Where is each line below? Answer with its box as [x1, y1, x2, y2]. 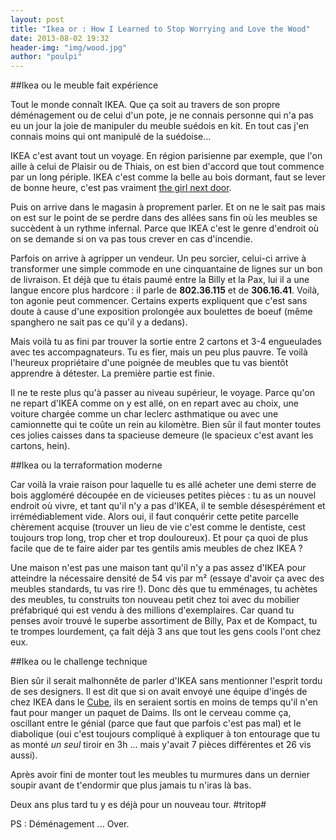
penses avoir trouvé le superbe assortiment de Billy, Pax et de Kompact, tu [10, 615, 318, 627]
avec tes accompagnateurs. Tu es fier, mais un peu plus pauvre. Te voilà [10, 346, 308, 358]
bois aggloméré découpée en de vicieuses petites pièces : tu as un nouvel [10, 489, 317, 501]
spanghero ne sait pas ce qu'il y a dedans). [10, 316, 188, 328]
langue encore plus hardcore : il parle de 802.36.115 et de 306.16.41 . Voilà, [10, 284, 320, 296]
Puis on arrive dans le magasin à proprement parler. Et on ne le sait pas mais [10, 201, 326, 213]
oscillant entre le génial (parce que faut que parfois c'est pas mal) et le [10, 717, 302, 730]
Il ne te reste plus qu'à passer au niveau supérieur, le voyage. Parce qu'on [10, 387, 316, 399]
